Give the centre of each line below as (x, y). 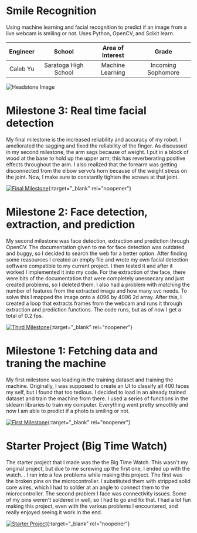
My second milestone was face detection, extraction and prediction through (98, 241)
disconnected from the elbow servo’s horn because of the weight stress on (97, 170)
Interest (113, 55)
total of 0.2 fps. (25, 316)
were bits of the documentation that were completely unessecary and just (95, 278)
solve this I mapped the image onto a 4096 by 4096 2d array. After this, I (94, 297)
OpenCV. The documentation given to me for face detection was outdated (95, 247)
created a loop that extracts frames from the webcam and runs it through (94, 303)
